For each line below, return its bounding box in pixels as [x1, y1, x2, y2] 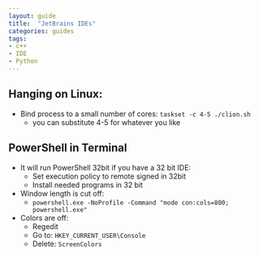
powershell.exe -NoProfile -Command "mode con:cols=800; [32, 198, 230, 207]
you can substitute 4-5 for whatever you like [32, 117, 181, 127]
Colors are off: [19, 213, 69, 223]
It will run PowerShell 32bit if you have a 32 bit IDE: [19, 162, 192, 172]
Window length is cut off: [19, 188, 105, 198]
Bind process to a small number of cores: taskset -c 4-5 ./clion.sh [19, 109, 252, 119]
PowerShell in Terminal [8, 141, 127, 155]
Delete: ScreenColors [32, 239, 102, 249]
